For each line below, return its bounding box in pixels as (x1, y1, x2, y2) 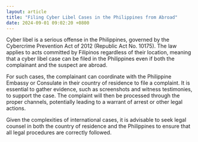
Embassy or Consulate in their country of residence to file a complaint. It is (6, 79, 190, 87)
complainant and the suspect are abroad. (6, 61, 108, 69)
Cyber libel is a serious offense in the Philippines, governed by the (6, 36, 169, 44)
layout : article (6, 8, 47, 15)
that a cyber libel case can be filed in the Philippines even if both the (6, 55, 175, 63)
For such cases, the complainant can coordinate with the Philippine (6, 73, 172, 81)
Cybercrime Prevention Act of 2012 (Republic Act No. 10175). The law (6, 42, 177, 50)
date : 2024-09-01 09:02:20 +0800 (6, 20, 90, 26)
